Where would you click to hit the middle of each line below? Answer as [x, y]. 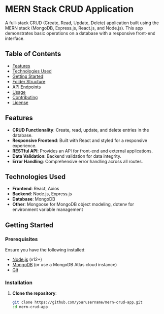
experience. [24, 145]
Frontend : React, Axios [36, 189]
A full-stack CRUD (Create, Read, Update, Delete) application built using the [82, 23]
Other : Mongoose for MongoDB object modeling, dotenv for [73, 204]
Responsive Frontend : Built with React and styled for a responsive [80, 140]
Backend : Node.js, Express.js [42, 194]
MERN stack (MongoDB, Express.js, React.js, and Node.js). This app [74, 28]
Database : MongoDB [34, 199]
